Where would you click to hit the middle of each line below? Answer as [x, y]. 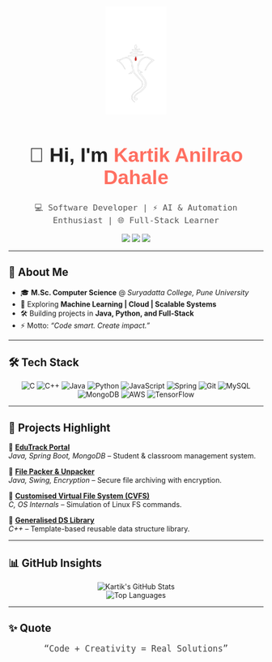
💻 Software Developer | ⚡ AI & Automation [136, 208]
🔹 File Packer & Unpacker [51, 471]
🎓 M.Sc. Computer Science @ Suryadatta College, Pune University [134, 292]
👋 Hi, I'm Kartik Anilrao [136, 155]
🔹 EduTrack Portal [39, 447]
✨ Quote [30, 628]
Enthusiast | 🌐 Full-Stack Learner [136, 221]
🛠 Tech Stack [44, 363]
